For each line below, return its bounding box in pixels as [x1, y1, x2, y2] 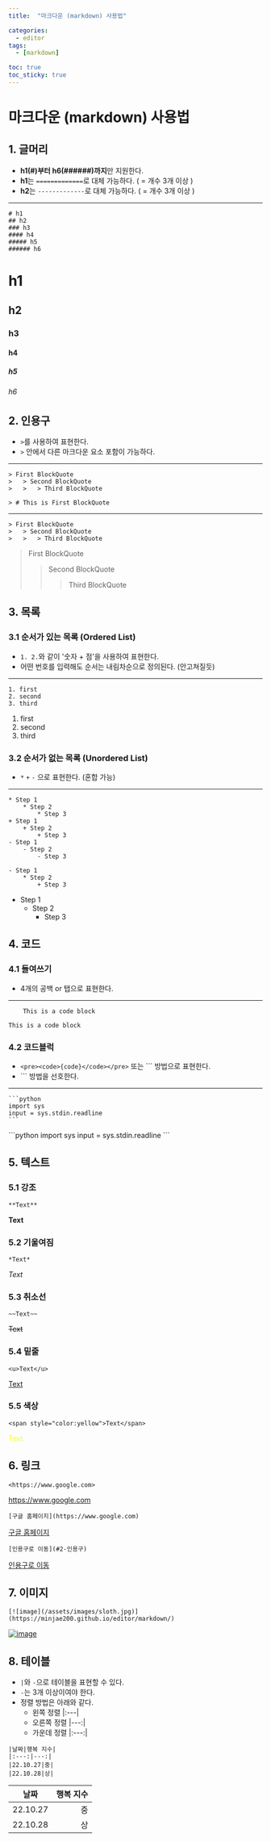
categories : [8, 26, 48, 35]
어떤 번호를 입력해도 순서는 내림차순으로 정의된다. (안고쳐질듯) [19, 661, 215, 671]
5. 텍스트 [8, 1156, 50, 1170]
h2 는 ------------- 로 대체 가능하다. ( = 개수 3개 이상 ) [19, 186, 195, 195]
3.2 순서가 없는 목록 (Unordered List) [8, 752, 148, 764]
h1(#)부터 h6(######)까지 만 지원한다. [19, 165, 144, 175]
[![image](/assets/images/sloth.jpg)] [8, 1608, 139, 1616]
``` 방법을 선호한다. [19, 1071, 79, 1081]
